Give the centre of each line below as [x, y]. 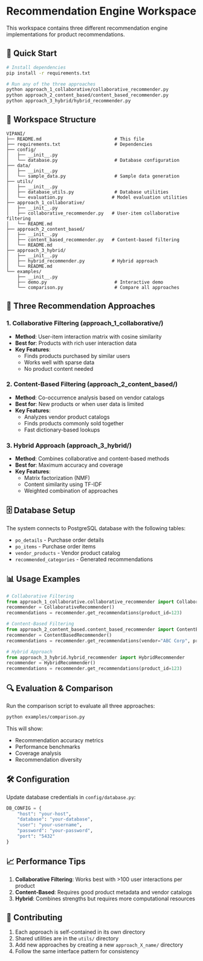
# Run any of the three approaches [51, 84]
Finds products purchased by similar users [77, 356]
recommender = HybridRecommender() [51, 663]
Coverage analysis [38, 753]
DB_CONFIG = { [24, 808]
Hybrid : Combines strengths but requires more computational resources [105, 899]
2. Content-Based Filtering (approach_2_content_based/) [92, 384]
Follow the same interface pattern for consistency [77, 951]
